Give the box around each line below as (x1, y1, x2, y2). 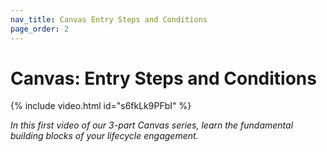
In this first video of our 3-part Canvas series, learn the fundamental (10, 119, 294, 131)
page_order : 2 (10, 24, 70, 34)
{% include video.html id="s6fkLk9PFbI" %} (10, 100, 192, 112)
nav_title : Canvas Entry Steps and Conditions (10, 14, 208, 25)
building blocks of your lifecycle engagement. (10, 130, 199, 142)
